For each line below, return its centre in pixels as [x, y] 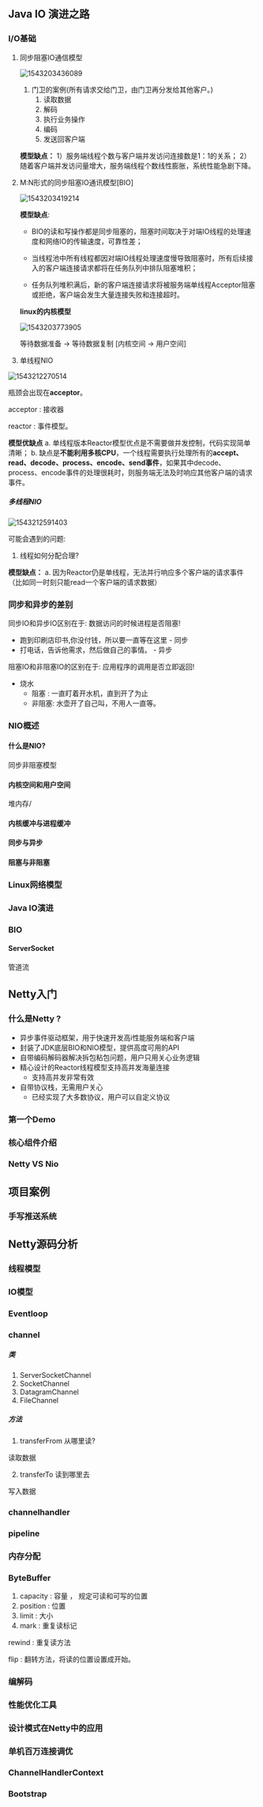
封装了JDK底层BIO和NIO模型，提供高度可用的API [100, 1047]
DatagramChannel [49, 1392]
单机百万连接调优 [41, 1751]
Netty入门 [33, 994]
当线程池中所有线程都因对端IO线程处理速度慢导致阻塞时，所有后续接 [143, 258]
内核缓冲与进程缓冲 [39, 823]
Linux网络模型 [35, 885]
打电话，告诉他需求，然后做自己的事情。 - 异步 [96, 650]
